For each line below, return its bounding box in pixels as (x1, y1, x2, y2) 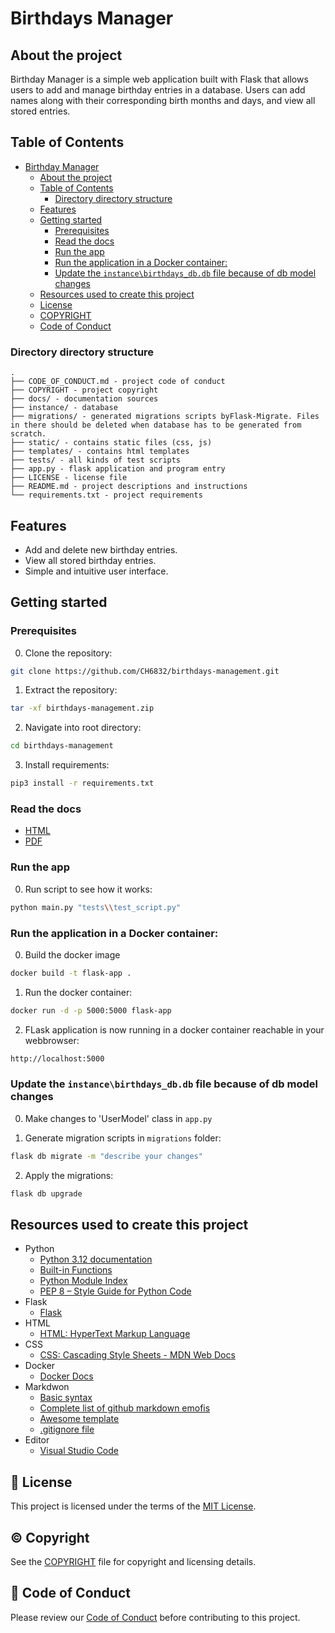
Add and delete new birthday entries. (24, 543, 178, 556)
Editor (24, 1434, 50, 1446)
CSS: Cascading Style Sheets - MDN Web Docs (39, 1349, 236, 1361)
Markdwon (24, 1381, 70, 1393)
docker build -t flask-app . (10, 968, 132, 978)
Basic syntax (39, 1392, 93, 1404)
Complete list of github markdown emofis (39, 1402, 211, 1414)
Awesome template (39, 1413, 120, 1425)
